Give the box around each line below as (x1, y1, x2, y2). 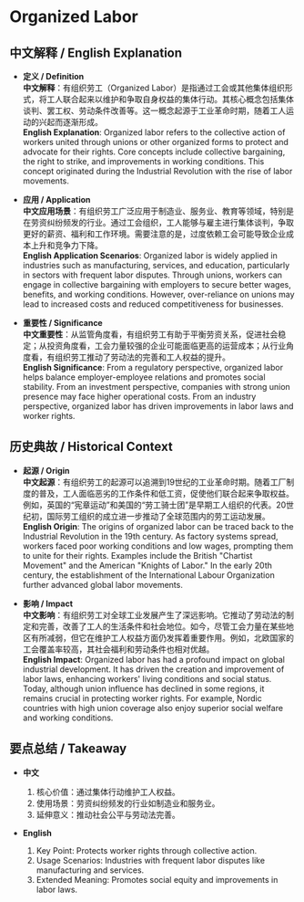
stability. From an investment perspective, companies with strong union (22, 382, 291, 392)
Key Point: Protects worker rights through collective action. (35, 844, 258, 855)
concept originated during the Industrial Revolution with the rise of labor (22, 166, 293, 176)
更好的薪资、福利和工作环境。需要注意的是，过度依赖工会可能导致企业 (22, 228, 287, 239)
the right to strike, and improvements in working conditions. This (22, 156, 265, 166)
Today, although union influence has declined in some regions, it (22, 683, 265, 694)
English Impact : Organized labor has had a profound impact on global (22, 654, 285, 665)
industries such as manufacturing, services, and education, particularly (22, 260, 290, 270)
